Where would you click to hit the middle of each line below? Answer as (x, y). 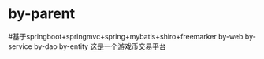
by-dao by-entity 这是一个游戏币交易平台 (100, 46)
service (20, 46)
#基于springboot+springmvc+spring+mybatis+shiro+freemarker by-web (126, 36)
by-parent (42, 14)
